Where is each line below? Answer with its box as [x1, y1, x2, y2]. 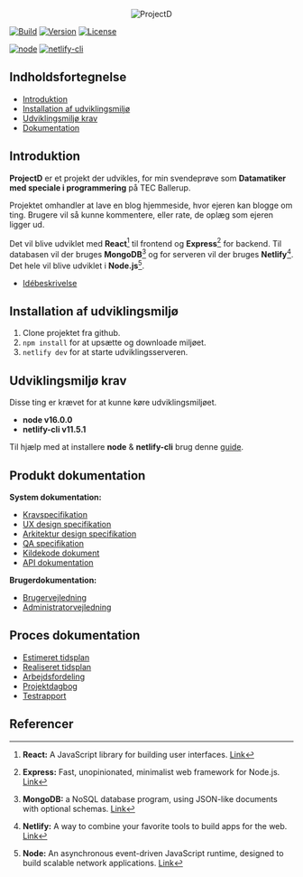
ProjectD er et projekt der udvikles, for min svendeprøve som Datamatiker [9, 173, 287, 183]
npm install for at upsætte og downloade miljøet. [22, 337, 207, 348]
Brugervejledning [22, 592, 87, 603]
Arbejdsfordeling [22, 671, 86, 682]
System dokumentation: [9, 492, 102, 503]
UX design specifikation [22, 519, 112, 530]
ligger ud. [9, 219, 45, 229]
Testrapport [22, 690, 67, 701]
